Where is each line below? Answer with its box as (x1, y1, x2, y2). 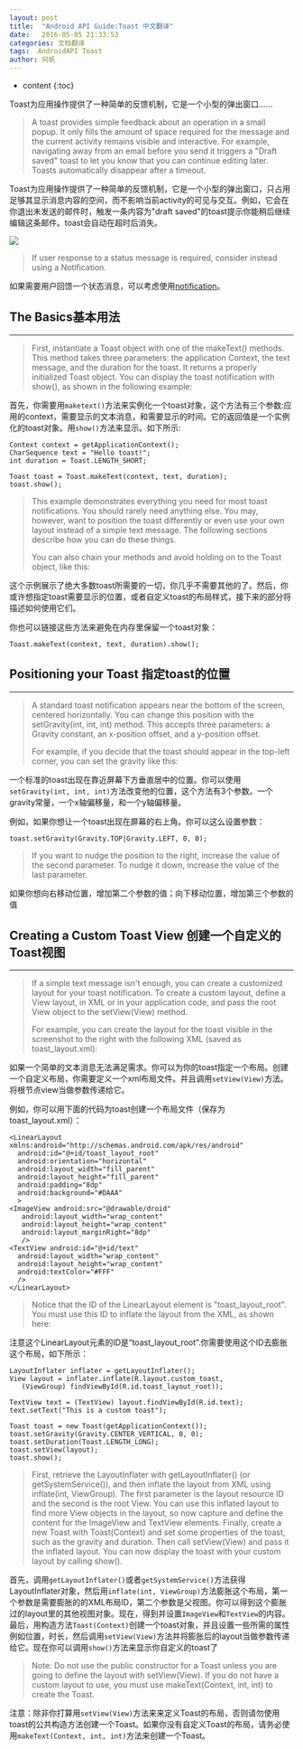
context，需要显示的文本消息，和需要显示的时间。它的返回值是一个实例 (24, 410, 290, 421)
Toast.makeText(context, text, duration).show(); (9, 639, 200, 649)
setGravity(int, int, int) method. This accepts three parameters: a (31, 719, 271, 729)
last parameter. (31, 869, 88, 879)
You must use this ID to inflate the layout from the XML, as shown (31, 1309, 275, 1320)
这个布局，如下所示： (9, 1349, 88, 1359)
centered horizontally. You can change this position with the (31, 709, 254, 719)
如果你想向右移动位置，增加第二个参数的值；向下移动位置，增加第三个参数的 (9, 888, 294, 898)
